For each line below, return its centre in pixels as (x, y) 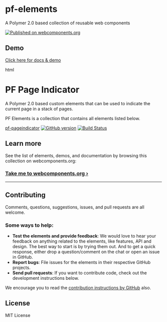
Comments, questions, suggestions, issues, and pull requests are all (75, 207)
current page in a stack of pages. (39, 109)
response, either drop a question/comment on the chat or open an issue (86, 252)
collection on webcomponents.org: (41, 161)
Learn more (23, 144)
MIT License (18, 315)
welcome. (15, 212)
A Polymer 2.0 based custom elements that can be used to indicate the (78, 103)
